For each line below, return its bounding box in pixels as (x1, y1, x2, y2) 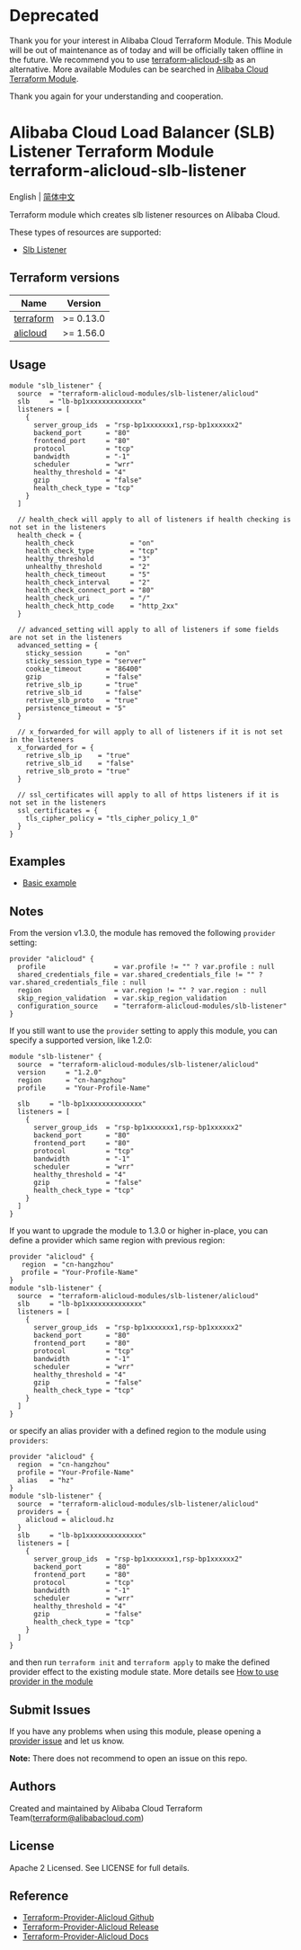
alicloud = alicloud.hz (25, 1516, 115, 1525)
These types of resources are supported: (9, 227, 162, 237)
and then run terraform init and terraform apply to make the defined (9, 1657, 270, 1668)
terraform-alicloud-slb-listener (9, 161, 247, 181)
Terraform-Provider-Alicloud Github (22, 1912, 155, 1923)
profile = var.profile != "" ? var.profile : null (17, 963, 276, 972)
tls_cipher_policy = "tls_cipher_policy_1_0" (25, 814, 199, 823)
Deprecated (9, 5, 100, 26)
